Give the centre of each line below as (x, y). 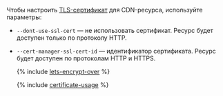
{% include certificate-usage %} (62, 85)
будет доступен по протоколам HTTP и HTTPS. (86, 58)
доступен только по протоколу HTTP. (71, 38)
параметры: (24, 17)
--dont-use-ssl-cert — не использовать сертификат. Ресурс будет (115, 31)
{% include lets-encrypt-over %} (63, 72)
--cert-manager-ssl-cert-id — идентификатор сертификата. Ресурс (116, 51)
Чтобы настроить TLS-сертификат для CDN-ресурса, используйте (105, 10)
